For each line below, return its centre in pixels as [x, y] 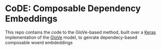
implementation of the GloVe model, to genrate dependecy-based [71, 37]
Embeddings [31, 19]
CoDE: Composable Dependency [73, 8]
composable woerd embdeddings [39, 42]
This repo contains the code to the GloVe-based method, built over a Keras [80, 32]
